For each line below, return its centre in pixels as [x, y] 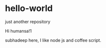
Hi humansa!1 [18, 31]
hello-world [29, 8]
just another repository [28, 22]
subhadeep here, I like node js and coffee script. [53, 40]
